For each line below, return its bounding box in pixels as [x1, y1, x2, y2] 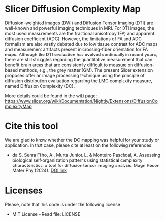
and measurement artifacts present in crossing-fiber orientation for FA [5, 46, 148, 52]
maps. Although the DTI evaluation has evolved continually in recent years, [5, 51, 157, 57]
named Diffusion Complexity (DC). [5, 83, 75, 89]
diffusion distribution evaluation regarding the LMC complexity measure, [5, 78, 152, 84]
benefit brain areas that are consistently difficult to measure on [5, 62, 133, 68]
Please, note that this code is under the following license [5, 201, 120, 207]
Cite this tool [5, 120, 58, 132]
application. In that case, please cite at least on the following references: [5, 142, 153, 148]
